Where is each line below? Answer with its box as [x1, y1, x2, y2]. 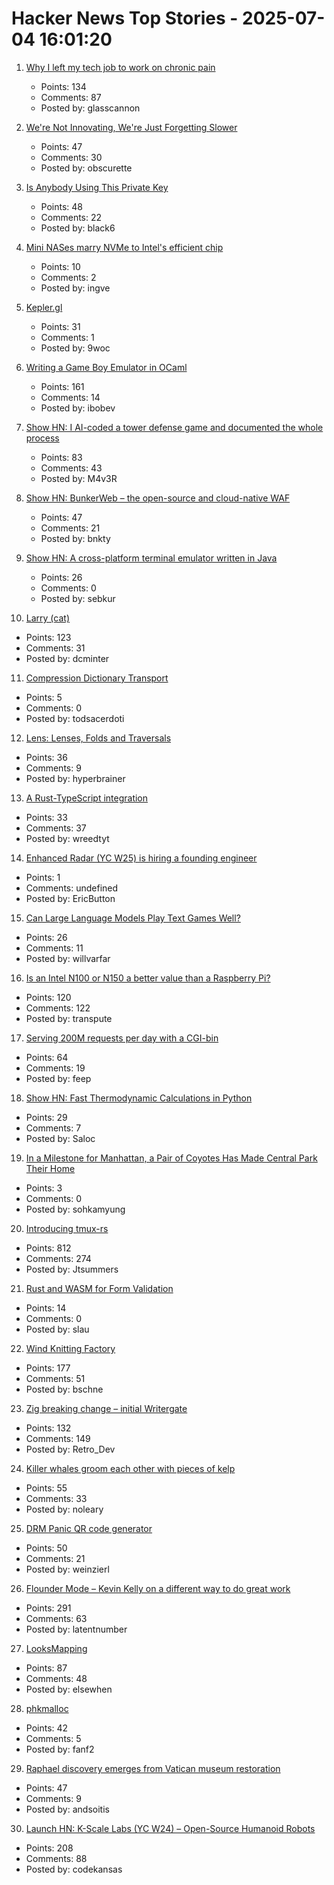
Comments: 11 [25, 942, 84, 954]
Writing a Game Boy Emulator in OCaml [25, 361, 188, 373]
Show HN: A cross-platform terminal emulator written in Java [25, 552, 278, 564]
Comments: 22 [40, 211, 103, 223]
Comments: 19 [25, 1062, 86, 1074]
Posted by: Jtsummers [25, 1263, 119, 1275]
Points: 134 [40, 80, 87, 92]
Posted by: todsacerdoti [25, 712, 125, 724]
